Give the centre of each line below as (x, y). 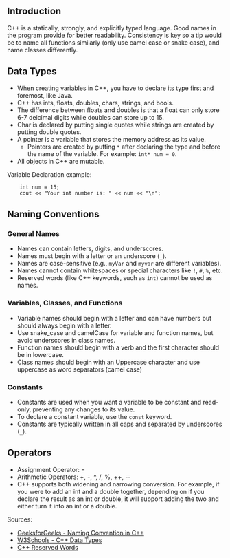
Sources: (20, 519)
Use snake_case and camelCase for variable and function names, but (115, 332)
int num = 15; (39, 187)
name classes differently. (43, 50)
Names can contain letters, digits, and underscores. (90, 249)
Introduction (34, 11)
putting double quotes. (49, 132)
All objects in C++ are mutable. (61, 161)
